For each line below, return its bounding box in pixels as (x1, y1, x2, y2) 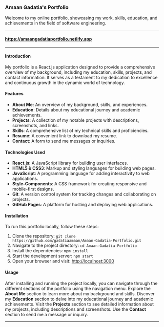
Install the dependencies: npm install (12, 248, 88, 254)
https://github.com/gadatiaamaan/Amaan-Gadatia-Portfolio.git (12, 239, 142, 243)
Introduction (5, 53, 31, 59)
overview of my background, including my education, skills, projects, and (5, 69, 152, 75)
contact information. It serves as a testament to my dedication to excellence (5, 74, 158, 80)
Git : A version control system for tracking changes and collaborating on (12, 191, 156, 197)
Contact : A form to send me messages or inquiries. (12, 138, 116, 144)
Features (5, 91, 23, 97)
